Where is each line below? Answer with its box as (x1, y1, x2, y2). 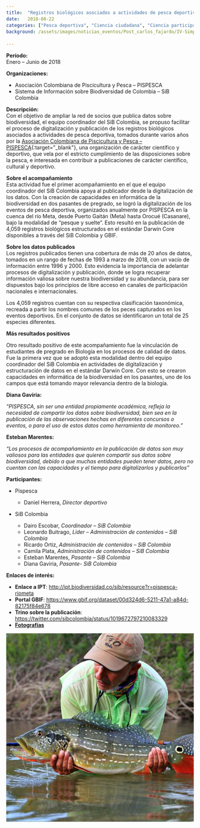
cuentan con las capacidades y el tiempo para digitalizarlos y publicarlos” (6, 464, 189, 472)
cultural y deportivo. (6, 163, 56, 170)
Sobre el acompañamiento (6, 175, 73, 182)
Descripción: (6, 106, 39, 113)
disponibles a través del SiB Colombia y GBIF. (6, 232, 118, 239)
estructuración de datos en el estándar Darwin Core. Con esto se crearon (6, 367, 186, 374)
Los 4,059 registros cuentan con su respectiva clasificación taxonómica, (6, 300, 185, 307)
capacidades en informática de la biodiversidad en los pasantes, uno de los (6, 374, 192, 381)
